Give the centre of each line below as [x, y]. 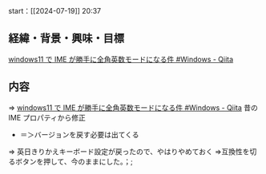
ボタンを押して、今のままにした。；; [74, 161]
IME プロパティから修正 [47, 117]
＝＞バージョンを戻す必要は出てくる [79, 134]
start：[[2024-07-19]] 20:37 [55, 11]
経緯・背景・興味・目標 [66, 39]
